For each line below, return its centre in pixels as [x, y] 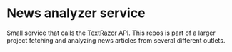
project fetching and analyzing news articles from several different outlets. [116, 40]
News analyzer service [76, 13]
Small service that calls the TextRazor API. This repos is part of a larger [111, 33]
